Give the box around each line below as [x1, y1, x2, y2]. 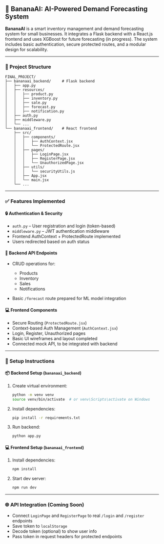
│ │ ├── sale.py [5, 100, 47, 106]
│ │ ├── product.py [5, 92, 54, 97]
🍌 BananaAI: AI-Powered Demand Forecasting [5, 5, 148, 13]
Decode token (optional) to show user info [12, 528, 97, 534]
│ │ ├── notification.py [5, 109, 64, 114]
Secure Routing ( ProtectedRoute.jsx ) [12, 320, 87, 326]
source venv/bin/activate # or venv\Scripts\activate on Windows [12, 397, 150, 402]
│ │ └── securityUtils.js [14, 169, 76, 174]
